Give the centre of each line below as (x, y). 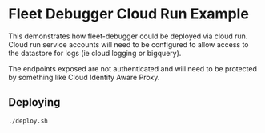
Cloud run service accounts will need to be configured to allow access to (128, 44)
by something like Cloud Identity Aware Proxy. (84, 77)
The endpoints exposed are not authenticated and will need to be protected (133, 68)
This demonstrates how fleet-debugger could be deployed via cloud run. (128, 36)
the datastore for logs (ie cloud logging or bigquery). (95, 53)
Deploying (34, 102)
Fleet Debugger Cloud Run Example (129, 14)
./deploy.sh (28, 121)
